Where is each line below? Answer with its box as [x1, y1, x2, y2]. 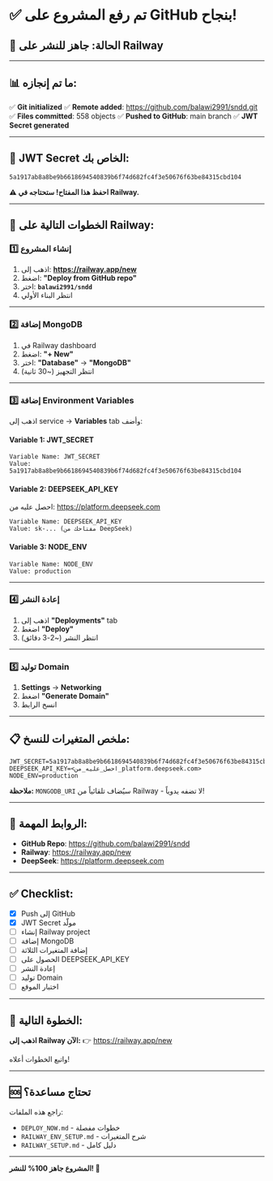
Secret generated [9, 120, 70, 130]
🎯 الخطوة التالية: [9, 1013, 83, 1028]
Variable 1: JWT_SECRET [9, 434, 94, 444]
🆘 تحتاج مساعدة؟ [9, 1085, 92, 1099]
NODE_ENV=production [9, 771, 79, 780]
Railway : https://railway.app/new [20, 847, 132, 857]
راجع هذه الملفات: [9, 1106, 64, 1117]
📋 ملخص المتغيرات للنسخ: [9, 732, 130, 746]
